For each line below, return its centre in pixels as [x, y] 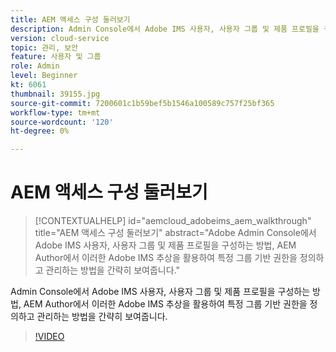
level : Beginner [44, 76]
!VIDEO [49, 337]
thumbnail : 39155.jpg [55, 94]
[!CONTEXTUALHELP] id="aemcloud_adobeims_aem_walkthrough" [173, 221]
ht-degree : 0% [40, 131]
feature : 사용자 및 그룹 [56, 57]
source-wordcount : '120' [62, 122]
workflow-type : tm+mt [55, 112]
